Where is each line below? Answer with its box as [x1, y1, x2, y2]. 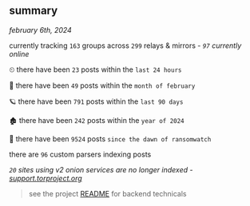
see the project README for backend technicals [28, 188, 187, 198]
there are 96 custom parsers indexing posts [9, 149, 152, 159]
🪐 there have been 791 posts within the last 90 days [9, 97, 184, 106]
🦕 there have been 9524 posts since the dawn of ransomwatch [9, 133, 212, 144]
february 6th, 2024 [9, 25, 73, 34]
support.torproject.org [9, 173, 82, 183]
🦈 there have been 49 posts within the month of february [9, 81, 196, 90]
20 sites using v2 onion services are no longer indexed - [9, 164, 193, 174]
